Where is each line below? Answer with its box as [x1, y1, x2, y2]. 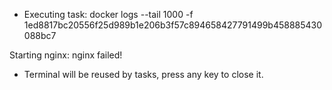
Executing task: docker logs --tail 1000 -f [23, 9, 194, 20]
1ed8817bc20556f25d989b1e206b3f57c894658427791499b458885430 [23, 19, 323, 31]
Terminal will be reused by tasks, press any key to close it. [23, 69, 264, 80]
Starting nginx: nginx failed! [9, 49, 123, 61]
